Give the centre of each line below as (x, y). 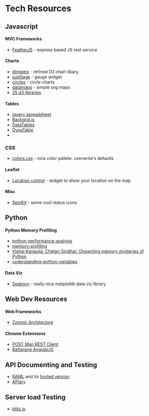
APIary (19, 382)
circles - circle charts (33, 82)
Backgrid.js (23, 119)
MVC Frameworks (24, 39)
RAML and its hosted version (41, 376)
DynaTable (23, 130)
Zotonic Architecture (33, 322)
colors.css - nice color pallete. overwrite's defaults (63, 158)
